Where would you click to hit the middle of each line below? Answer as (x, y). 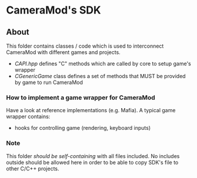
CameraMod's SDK (54, 10)
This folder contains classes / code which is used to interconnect (85, 46)
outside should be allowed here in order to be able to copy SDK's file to (92, 162)
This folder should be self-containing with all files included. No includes (93, 156)
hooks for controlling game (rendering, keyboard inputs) (83, 128)
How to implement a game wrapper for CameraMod (81, 98)
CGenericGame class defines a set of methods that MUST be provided (100, 76)
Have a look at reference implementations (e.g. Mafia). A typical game (91, 110)
